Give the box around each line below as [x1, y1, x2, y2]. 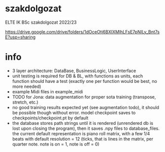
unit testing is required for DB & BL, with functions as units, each [12, 73, 143, 79]
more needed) [12, 83, 41, 89]
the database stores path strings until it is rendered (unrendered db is [12, 120, 154, 126]
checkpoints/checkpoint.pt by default [12, 114, 89, 121]
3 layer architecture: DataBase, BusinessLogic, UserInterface [12, 68, 136, 74]
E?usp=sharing [5, 34, 36, 40]
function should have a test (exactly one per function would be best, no [12, 78, 158, 84]
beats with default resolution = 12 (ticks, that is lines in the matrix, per [12, 136, 154, 142]
